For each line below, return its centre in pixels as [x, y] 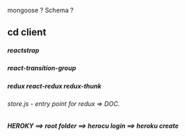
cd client [27, 32]
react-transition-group [42, 68]
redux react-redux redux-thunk [54, 86]
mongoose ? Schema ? [41, 10]
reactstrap [23, 50]
